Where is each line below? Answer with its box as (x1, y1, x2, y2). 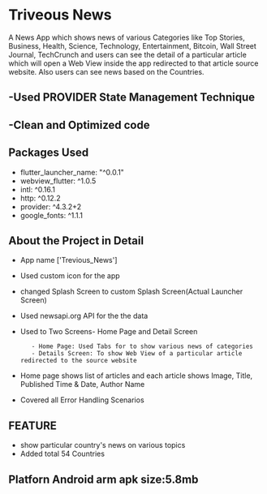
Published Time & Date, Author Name (19, 380, 145, 389)
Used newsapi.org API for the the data (19, 311, 149, 321)
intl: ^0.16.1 (19, 184, 55, 194)
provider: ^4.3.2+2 (19, 201, 82, 212)
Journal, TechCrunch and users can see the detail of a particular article (8, 49, 248, 59)
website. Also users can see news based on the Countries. (8, 67, 205, 76)
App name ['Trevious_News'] (19, 256, 118, 265)
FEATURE (8, 419, 57, 432)
